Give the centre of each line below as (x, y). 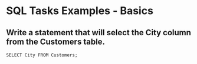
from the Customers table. (55, 41)
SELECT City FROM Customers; (42, 55)
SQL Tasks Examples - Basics (80, 11)
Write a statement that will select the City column (99, 33)
